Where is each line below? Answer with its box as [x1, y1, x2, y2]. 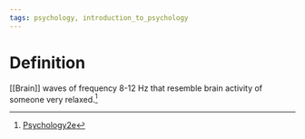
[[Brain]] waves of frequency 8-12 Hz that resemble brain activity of [9, 83, 263, 94]
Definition [9, 52, 86, 73]
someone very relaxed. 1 [9, 92, 98, 104]
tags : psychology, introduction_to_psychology [9, 13, 189, 23]
